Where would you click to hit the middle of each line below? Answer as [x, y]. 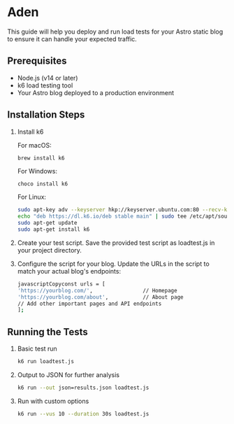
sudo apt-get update [47, 223]
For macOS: [34, 145]
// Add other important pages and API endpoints [89, 304]
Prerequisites [37, 61]
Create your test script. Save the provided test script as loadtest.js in [116, 243]
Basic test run [37, 349]
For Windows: [37, 171]
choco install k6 [43, 184]
